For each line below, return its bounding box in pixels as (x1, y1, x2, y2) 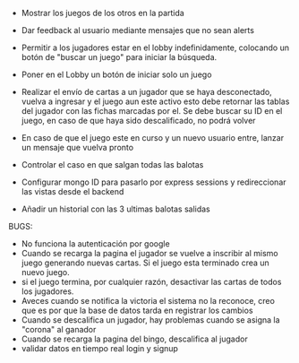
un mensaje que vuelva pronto (21, 143, 134, 152)
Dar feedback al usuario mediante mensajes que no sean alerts (21, 25, 254, 35)
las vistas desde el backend (21, 186, 124, 196)
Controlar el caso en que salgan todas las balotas (21, 160, 204, 169)
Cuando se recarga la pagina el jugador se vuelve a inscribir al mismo (21, 248, 278, 258)
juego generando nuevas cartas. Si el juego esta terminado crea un (21, 257, 269, 268)
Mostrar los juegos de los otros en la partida (21, 8, 184, 18)
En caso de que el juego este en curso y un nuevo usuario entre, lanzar (21, 133, 284, 143)
